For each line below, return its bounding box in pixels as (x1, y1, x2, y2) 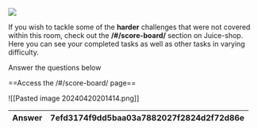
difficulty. (8, 47, 40, 57)
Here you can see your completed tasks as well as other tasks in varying (8, 40, 245, 48)
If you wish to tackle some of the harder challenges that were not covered (8, 22, 251, 32)
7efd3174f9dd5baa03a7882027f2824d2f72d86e (50, 112, 245, 123)
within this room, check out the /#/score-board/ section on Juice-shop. (8, 31, 244, 40)
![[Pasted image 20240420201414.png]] (8, 93, 140, 103)
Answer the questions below (8, 63, 102, 72)
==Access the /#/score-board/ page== (8, 78, 137, 87)
